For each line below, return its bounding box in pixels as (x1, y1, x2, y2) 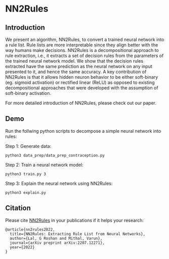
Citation (5, 204, 31, 213)
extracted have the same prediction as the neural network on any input (5, 64, 152, 69)
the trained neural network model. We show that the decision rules (5, 58, 144, 64)
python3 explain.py (5, 190, 46, 195)
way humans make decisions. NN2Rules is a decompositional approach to (5, 47, 159, 53)
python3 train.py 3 (5, 171, 46, 177)
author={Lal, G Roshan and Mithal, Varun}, (10, 236, 102, 241)
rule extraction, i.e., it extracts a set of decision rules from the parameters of (5, 53, 164, 59)
